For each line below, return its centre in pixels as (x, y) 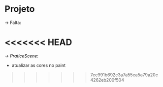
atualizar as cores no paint (39, 65)
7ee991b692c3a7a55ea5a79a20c (124, 75)
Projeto (20, 9)
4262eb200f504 (107, 80)
